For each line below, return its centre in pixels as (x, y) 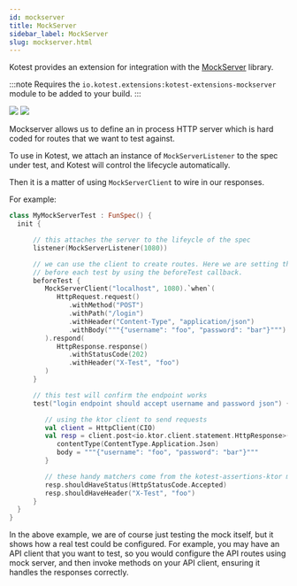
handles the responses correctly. (69, 573)
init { (29, 224)
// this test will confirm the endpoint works (120, 395)
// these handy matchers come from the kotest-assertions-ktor (164, 476)
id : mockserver (37, 17)
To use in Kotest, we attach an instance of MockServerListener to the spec (144, 156)
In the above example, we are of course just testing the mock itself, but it (141, 535)
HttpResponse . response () (102, 346)
